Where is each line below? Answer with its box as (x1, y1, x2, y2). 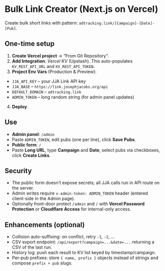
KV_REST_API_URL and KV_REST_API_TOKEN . (11, 63, 95, 69)
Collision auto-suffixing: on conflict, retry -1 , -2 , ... (11, 234, 115, 240)
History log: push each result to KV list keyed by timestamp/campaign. (11, 250, 156, 256)
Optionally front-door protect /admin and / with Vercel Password (11, 201, 145, 207)
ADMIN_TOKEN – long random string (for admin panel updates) (11, 94, 135, 100)
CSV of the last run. (11, 244, 53, 250)
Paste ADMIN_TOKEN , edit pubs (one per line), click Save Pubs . (11, 136, 136, 142)
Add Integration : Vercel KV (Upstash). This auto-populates (11, 58, 133, 64)
